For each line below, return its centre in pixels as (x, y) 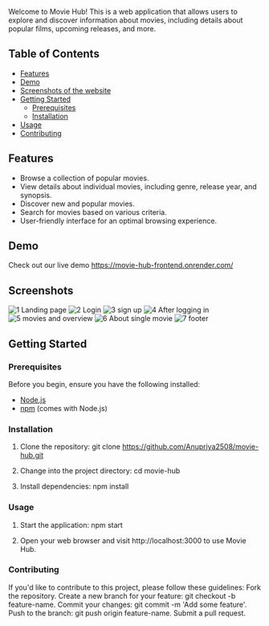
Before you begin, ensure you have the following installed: (104, 384)
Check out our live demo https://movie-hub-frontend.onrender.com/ (121, 266)
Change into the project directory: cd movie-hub (100, 471)
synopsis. (36, 195)
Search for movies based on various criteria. (93, 212)
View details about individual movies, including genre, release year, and (138, 186)
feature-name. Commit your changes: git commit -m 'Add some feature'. (128, 604)
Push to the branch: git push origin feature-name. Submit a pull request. (127, 613)
